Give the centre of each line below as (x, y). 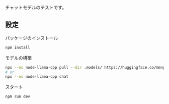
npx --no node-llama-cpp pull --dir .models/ (54, 67)
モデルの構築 (18, 58)
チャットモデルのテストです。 (36, 7)
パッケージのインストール (32, 38)
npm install (18, 47)
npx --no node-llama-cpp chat (37, 77)
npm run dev (18, 97)
